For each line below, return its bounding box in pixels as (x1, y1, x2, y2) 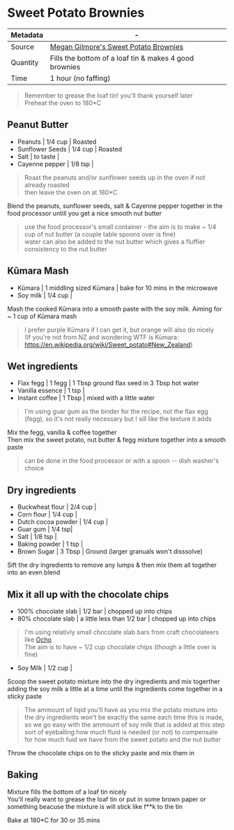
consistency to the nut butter (24, 244, 108, 253)
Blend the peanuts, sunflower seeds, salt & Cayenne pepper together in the (7, 201, 223, 210)
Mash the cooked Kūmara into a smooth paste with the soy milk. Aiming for (7, 304, 222, 313)
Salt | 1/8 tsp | (17, 533, 57, 541)
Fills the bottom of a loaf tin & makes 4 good (49, 53, 194, 63)
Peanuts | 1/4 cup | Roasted (17, 138, 97, 146)
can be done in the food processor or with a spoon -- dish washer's (24, 457, 219, 465)
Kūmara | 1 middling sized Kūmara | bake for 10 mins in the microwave (17, 283, 218, 292)
